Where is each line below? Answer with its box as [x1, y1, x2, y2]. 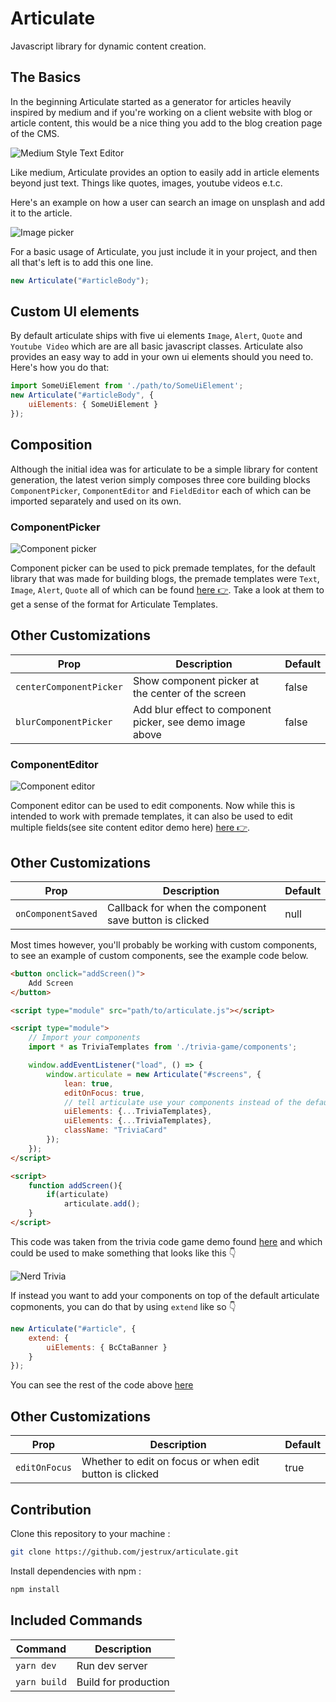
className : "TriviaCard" [63, 1125, 168, 1136]
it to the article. [10, 207, 73, 219]
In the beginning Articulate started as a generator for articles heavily [10, 95, 292, 107]
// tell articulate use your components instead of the [63, 1097, 302, 1107]
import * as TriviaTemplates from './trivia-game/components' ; [28, 1042, 298, 1052]
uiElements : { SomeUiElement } [28, 400, 159, 410]
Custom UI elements [10, 303, 140, 321]
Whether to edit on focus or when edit [81, 1455, 260, 1469]
